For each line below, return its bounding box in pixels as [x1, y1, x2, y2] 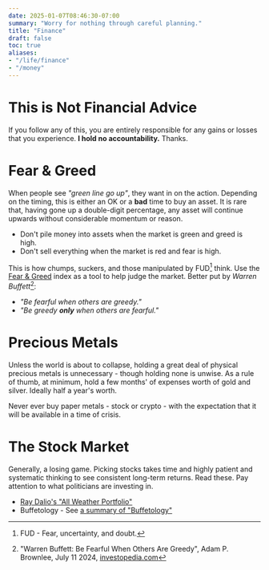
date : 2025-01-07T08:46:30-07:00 [8, 11, 120, 20]
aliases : [8, 49, 38, 57]
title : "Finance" [8, 26, 66, 34]
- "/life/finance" [8, 57, 70, 65]
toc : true [8, 42, 42, 50]
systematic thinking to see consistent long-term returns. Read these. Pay [8, 472, 249, 482]
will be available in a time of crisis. [8, 410, 122, 419]
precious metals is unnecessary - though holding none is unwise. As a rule [8, 368, 255, 378]
